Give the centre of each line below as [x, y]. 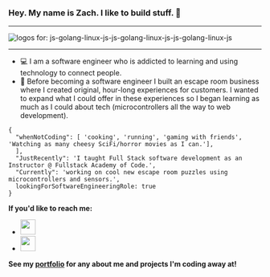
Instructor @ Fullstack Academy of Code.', [82, 165]
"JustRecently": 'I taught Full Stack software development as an [129, 159]
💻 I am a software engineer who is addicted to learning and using [129, 61]
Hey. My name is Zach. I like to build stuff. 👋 [95, 13]
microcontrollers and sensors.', [64, 180]
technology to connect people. [71, 73]
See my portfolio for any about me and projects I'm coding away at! [123, 264]
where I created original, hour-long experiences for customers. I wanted [139, 90]
